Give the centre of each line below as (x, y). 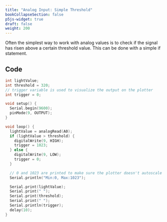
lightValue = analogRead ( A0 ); (41, 131)
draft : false (19, 24)
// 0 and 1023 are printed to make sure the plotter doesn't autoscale (86, 173)
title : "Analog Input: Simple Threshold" (49, 10)
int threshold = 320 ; (28, 85)
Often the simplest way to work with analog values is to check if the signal (81, 43)
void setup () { (21, 104)
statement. (16, 54)
